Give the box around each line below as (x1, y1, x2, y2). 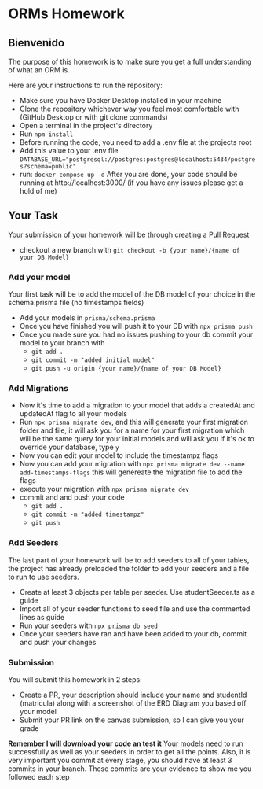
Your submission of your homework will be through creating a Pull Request (8, 230, 250, 239)
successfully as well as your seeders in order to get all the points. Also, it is (8, 747, 251, 756)
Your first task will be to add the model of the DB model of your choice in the (8, 289, 256, 299)
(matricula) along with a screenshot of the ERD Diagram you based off (19, 699, 247, 708)
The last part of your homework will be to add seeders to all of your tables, (8, 555, 250, 565)
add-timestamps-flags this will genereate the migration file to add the (19, 467, 243, 477)
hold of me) (19, 186, 57, 195)
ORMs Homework (8, 5, 125, 23)
